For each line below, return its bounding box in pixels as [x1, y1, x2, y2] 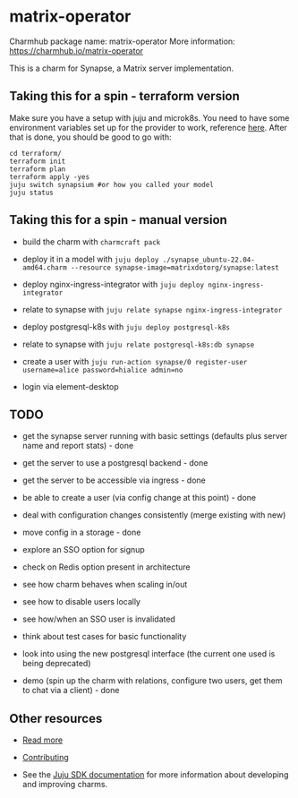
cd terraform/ [9, 149, 63, 158]
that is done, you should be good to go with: [9, 132, 172, 142]
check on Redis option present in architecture [21, 562, 191, 572]
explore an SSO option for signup [21, 545, 145, 555]
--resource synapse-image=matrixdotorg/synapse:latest [70, 262, 279, 272]
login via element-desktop [21, 381, 119, 391]
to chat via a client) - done [21, 685, 120, 696]
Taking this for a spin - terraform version [9, 89, 240, 104]
